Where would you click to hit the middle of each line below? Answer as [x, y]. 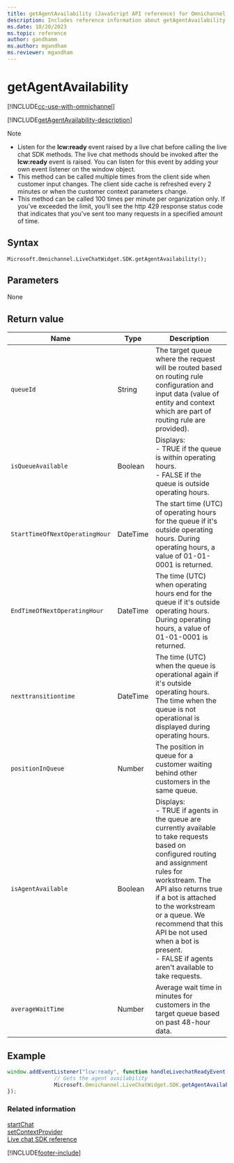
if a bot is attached [186, 898]
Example [26, 1056]
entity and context [185, 403]
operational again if [187, 675]
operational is [178, 718]
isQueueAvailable [39, 466]
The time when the [186, 701]
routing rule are [180, 420]
